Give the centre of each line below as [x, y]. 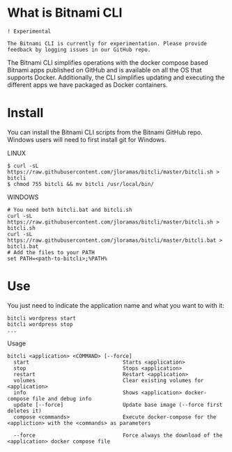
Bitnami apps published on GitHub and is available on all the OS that [105, 70]
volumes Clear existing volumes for [109, 380]
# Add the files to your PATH [51, 252]
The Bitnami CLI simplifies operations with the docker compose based [108, 62]
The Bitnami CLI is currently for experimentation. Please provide [107, 43]
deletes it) [24, 411]
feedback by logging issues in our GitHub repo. [79, 49]
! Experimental [29, 31]
